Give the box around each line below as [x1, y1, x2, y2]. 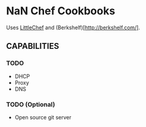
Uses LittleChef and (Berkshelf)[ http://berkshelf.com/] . [6, 24, 141, 31]
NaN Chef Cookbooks [6, 4, 116, 18]
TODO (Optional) [6, 100, 55, 109]
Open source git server [14, 113, 72, 120]
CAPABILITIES [6, 41, 59, 51]
